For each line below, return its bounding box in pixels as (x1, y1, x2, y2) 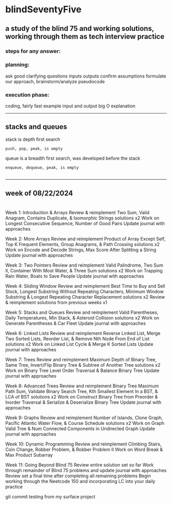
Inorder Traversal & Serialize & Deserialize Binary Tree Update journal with (5, 399, 162, 405)
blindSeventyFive (5, 4, 82, 15)
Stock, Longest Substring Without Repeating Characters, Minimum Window (5, 288, 164, 294)
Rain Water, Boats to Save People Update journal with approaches (5, 273, 144, 279)
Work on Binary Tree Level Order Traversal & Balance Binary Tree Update (5, 367, 160, 373)
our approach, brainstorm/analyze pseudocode (5, 78, 105, 84)
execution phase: (5, 91, 50, 98)
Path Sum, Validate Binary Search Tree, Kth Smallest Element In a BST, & (5, 388, 158, 394)
